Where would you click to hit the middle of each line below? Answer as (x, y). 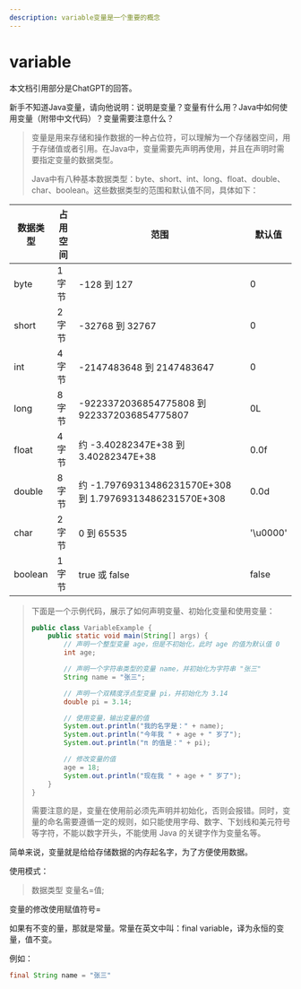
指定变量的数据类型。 (78, 160)
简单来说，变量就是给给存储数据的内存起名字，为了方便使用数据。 (131, 852)
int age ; (80, 653)
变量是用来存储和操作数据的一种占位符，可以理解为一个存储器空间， (157, 137)
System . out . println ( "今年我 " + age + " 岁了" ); (153, 735)
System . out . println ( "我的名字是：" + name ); (144, 726)
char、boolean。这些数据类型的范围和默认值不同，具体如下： (145, 190)
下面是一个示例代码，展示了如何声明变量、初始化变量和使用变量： (153, 611)
